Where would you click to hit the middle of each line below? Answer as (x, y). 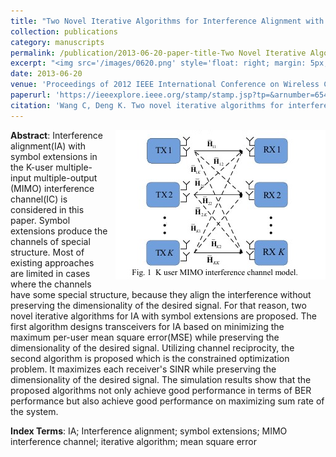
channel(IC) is (39, 199)
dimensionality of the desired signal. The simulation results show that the (161, 379)
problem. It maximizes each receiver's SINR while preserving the (143, 369)
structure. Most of (47, 252)
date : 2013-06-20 (46, 74)
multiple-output (65, 177)
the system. (34, 411)
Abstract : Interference (56, 135)
